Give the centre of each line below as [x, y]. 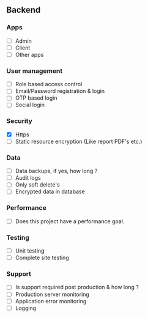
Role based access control [49, 84]
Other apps [29, 54]
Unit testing [30, 251]
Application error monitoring [51, 301]
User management [35, 71]
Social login [30, 105]
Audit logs [28, 178]
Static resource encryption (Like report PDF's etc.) [79, 141]
